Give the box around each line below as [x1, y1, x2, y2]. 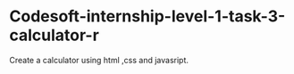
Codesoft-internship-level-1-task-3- [9, 6, 286, 27]
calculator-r [9, 25, 100, 45]
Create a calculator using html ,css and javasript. [9, 54, 189, 65]
